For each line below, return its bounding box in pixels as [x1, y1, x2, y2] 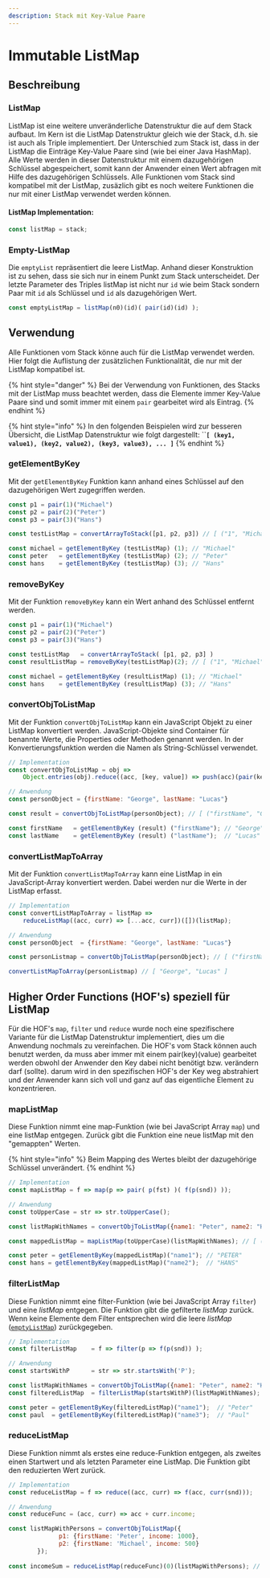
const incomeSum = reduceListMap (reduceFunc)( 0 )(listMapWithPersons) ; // [8, 1562, 261, 1570]
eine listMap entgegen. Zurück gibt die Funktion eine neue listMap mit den [8, 1130, 254, 1140]
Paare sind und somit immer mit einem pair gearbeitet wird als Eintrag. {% [8, 397, 255, 407]
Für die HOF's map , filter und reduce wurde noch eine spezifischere [8, 1023, 235, 1033]
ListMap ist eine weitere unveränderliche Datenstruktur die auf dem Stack [8, 121, 252, 130]
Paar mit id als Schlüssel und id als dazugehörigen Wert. [8, 288, 197, 297]
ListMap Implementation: [8, 207, 94, 217]
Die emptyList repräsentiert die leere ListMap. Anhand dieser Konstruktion [8, 262, 254, 272]
